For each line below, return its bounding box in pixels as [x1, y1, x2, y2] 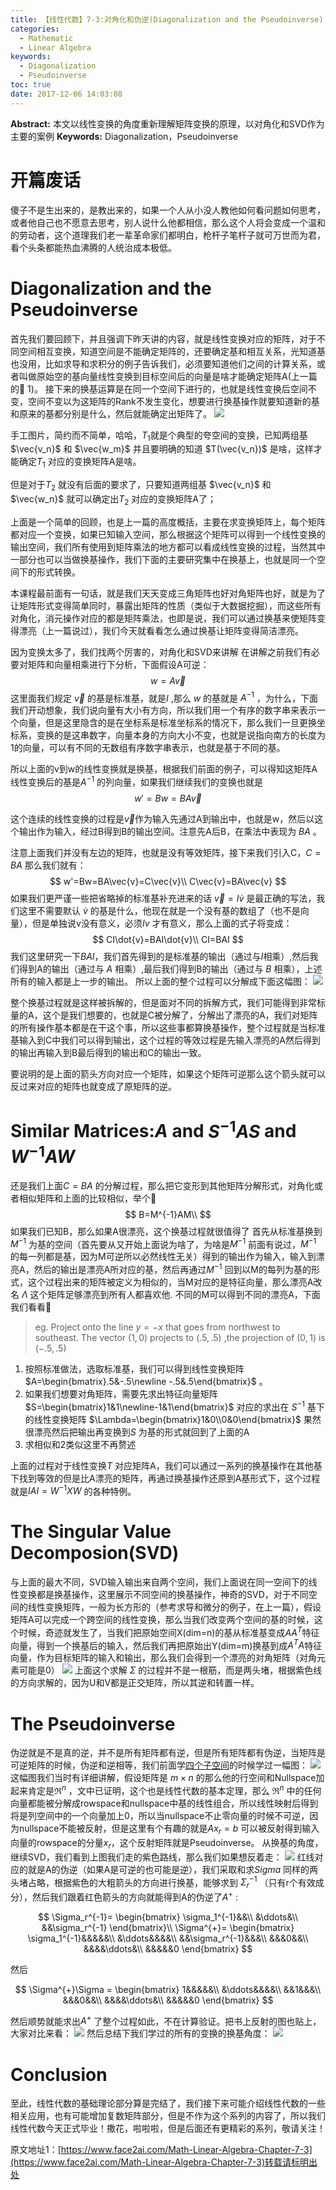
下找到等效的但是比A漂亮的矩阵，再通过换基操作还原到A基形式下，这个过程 [10, 1472, 321, 1484]
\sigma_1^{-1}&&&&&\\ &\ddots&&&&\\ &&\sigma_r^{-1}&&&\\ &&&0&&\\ [27, 1932, 309, 1944]
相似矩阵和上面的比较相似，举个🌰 [18, 1192, 157, 1204]
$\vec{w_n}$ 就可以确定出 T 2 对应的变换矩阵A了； [10, 492, 217, 507]
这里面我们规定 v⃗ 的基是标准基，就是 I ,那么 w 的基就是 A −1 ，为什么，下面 [10, 690, 319, 704]
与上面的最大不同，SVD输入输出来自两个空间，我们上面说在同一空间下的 [10, 1576, 309, 1588]
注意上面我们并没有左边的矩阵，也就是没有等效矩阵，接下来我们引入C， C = [10, 847, 322, 858]
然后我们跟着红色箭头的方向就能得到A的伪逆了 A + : [31, 1889, 239, 1903]
